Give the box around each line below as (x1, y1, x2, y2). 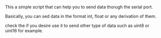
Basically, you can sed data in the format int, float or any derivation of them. (5, 13, 157, 19)
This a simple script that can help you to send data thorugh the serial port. (5, 4, 153, 10)
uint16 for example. (5, 28, 43, 33)
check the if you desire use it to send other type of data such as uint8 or (5, 23, 149, 28)
